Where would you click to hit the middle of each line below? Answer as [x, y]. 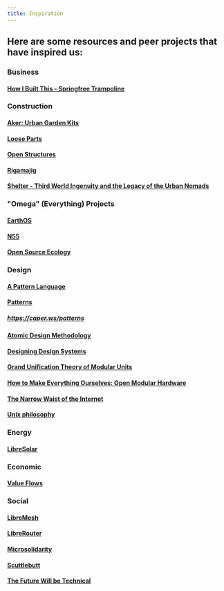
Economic [24, 467]
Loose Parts [25, 138]
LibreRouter [25, 534]
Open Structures [32, 154]
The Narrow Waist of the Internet [55, 399]
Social [18, 501]
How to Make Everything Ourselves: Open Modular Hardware [97, 383]
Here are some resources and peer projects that [112, 42]
